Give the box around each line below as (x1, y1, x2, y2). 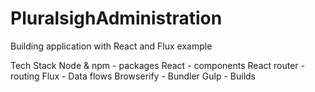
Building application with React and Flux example (10, 40, 213, 52)
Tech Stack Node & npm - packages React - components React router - (10, 59, 306, 71)
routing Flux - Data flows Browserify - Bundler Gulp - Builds (10, 70, 257, 82)
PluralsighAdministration (10, 7, 223, 30)
